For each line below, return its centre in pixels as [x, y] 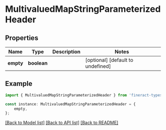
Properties [22, 38]
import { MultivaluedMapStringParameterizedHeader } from [66, 95]
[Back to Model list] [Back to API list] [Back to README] [62, 123]
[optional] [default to [109, 60]
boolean [38, 63]
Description [66, 52]
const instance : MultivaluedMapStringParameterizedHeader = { [70, 104]
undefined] [98, 66]
